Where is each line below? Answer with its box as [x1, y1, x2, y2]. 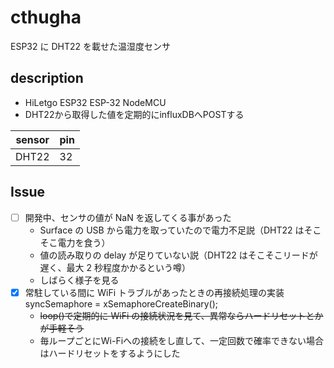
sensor [15, 132, 50, 146]
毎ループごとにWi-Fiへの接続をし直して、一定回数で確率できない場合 [39, 334, 324, 346]
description [10, 70, 84, 87]
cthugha [10, 6, 82, 29]
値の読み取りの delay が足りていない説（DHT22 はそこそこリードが [39, 249, 318, 261]
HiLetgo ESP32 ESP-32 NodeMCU [24, 96, 167, 108]
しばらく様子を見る [39, 274, 120, 286]
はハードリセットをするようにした [39, 347, 181, 359]
